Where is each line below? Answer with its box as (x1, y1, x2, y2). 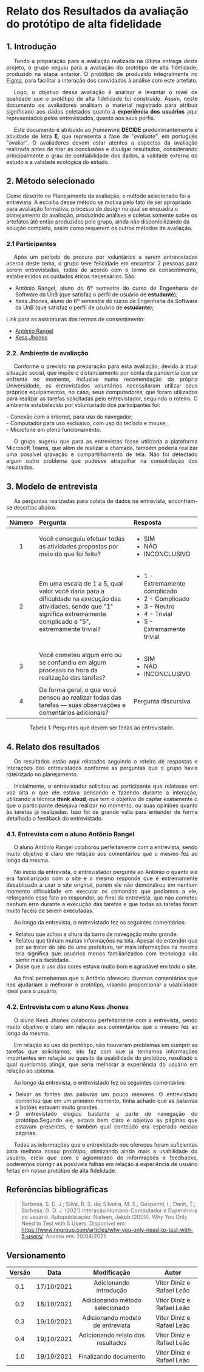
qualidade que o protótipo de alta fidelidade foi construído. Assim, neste (6, 95, 198, 102)
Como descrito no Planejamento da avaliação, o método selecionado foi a (6, 192, 191, 199)
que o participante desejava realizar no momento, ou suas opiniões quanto (6, 802, 198, 809)
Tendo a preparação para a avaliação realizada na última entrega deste (14, 58, 198, 64)
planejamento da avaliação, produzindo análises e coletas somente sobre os (6, 211, 197, 219)
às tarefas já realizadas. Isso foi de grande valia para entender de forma (6, 808, 198, 816)
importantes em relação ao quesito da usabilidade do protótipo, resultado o (6, 1054, 198, 1061)
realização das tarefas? (39, 674, 106, 682)
